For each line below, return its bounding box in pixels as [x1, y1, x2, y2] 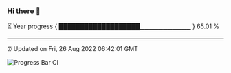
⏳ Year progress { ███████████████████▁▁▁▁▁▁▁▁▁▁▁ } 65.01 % [7, 22, 220, 30]
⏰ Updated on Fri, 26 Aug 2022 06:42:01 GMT [7, 45, 139, 53]
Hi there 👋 [7, 6, 41, 16]
